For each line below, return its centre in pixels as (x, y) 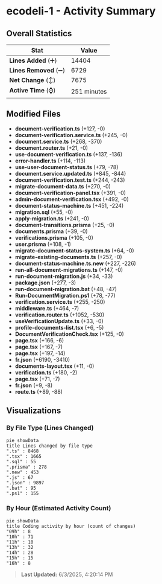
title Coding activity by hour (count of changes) (71, 526)
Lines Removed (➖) (37, 70)
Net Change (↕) (33, 80)
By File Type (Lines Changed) (50, 428)
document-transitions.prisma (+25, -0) (65, 225)
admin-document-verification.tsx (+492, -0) (72, 199)
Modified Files (34, 114)
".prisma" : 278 (26, 467)
